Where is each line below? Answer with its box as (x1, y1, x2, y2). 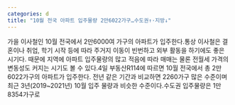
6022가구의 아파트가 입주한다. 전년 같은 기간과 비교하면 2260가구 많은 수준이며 (7, 72, 228, 81)
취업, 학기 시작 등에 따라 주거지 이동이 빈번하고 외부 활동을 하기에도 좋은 (26, 46, 225, 54)
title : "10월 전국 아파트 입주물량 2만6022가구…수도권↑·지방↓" (7, 17, 172, 24)
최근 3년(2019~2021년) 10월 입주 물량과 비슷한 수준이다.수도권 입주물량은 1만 (7, 81, 222, 89)
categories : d (7, 10, 50, 18)
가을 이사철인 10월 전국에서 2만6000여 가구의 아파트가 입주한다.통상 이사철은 (7, 37, 222, 46)
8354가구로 (7, 89, 40, 99)
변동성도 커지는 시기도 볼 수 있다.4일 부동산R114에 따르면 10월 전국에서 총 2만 (7, 63, 222, 72)
